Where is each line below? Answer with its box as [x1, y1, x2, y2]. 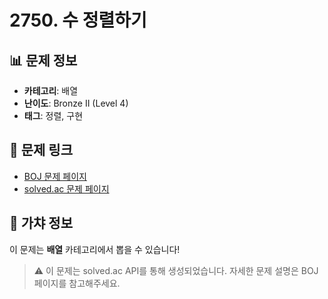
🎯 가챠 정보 [9, 215, 74, 232]
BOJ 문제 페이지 [23, 170, 87, 182]
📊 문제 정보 [9, 52, 78, 69]
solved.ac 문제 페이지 [23, 182, 110, 195]
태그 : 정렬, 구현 [23, 110, 84, 121]
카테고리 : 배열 [23, 85, 79, 96]
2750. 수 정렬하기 [9, 9, 147, 32]
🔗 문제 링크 [9, 142, 74, 159]
